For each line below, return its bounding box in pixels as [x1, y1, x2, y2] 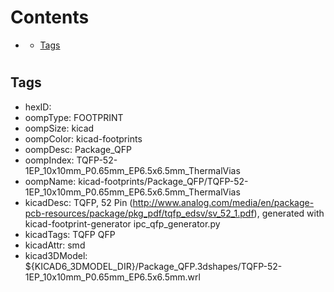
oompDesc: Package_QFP [24, 143, 132, 155]
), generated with [253, 207, 325, 219]
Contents [10, 6, 90, 29]
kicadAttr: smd [24, 239, 86, 251]
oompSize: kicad [24, 122, 95, 134]
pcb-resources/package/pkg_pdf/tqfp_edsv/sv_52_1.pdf [24, 207, 255, 219]
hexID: [24, 101, 52, 113]
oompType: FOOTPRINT [24, 111, 124, 123]
